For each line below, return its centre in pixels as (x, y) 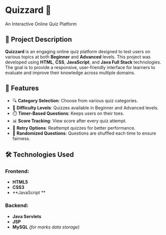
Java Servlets (27, 216)
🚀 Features (22, 88)
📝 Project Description (39, 39)
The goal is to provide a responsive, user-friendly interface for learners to (80, 67)
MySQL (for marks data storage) (46, 227)
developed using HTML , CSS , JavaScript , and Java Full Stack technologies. (83, 62)
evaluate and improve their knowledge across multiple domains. (70, 73)
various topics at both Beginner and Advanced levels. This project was (78, 57)
